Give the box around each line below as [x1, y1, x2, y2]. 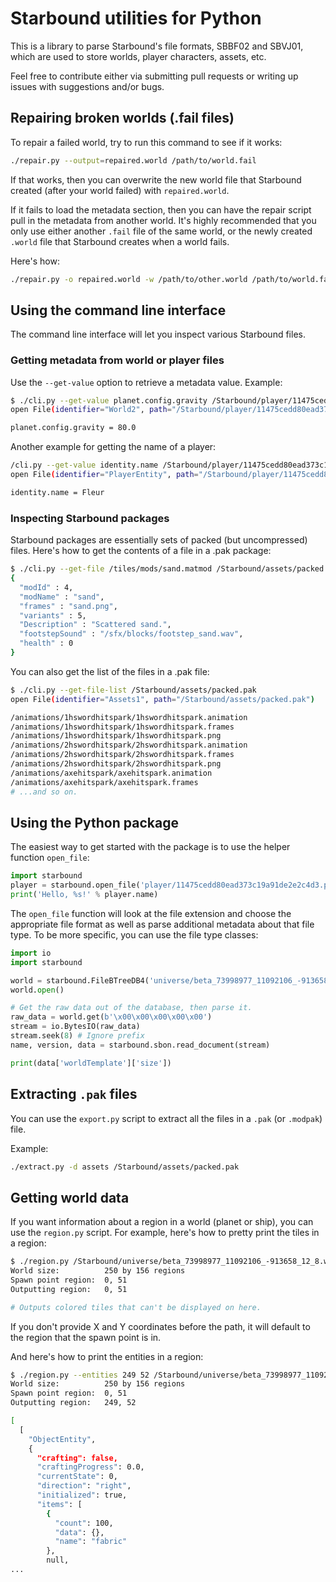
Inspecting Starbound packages [10, 511, 170, 525]
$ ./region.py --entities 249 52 [10, 1370, 150, 1380]
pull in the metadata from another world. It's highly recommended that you [10, 214, 317, 226]
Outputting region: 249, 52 [10, 1398, 137, 1408]
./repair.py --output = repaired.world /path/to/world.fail [10, 155, 257, 166]
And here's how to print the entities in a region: [10, 1350, 204, 1362]
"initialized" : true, [36, 1490, 128, 1501]
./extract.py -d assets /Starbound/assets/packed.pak [10, 1162, 240, 1172]
